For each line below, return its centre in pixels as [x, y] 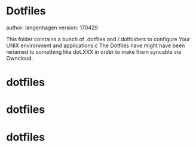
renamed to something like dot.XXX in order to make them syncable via [94, 51]
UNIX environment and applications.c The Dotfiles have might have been [96, 45]
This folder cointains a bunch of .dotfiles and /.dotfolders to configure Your [98, 39]
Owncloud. [20, 58]
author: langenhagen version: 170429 [52, 27]
